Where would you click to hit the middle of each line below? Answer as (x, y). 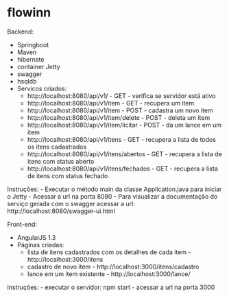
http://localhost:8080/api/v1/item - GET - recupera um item (110, 103)
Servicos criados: (42, 88)
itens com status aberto (61, 161)
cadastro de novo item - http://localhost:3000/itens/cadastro (113, 266)
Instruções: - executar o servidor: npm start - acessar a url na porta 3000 (111, 287)
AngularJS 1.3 (36, 237)
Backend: (21, 32)
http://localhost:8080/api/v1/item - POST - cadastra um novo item (120, 110)
